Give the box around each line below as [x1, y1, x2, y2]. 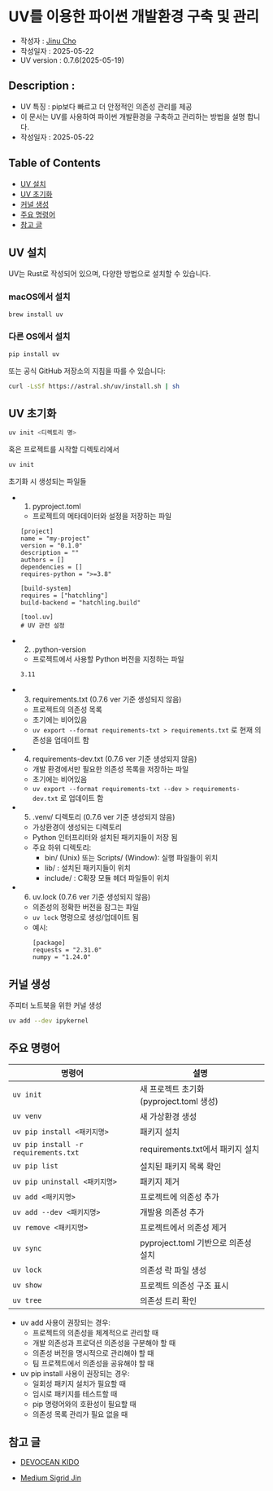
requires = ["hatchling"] [19, 592, 108, 600]
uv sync [12, 1243, 42, 1253]
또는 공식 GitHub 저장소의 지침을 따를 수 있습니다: [8, 366, 167, 376]
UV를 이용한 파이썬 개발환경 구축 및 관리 [8, 7, 260, 26]
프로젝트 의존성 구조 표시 [139, 1280, 229, 1291]
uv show [12, 1280, 42, 1290]
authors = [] [19, 556, 65, 565]
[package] [32, 939, 67, 948]
